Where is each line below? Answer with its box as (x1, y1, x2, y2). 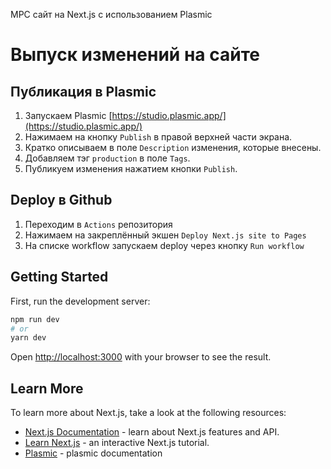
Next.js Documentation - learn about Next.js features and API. (24, 426, 280, 438)
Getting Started (10, 269, 109, 286)
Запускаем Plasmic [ (24, 110, 113, 121)
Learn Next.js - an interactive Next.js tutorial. (24, 437, 210, 449)
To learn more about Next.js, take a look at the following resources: (10, 407, 287, 419)
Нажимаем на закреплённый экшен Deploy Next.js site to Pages (24, 229, 307, 241)
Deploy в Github (10, 192, 113, 209)
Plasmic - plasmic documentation (24, 447, 163, 459)
